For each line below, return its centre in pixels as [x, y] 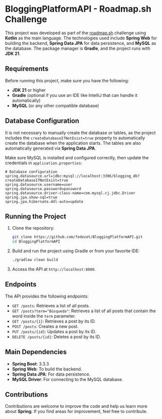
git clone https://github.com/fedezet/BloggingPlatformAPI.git [77, 237]
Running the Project [36, 216]
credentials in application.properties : [44, 163]
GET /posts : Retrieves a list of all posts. [51, 305]
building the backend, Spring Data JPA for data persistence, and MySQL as [81, 43]
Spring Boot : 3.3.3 [31, 363]
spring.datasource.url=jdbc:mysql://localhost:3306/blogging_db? [72, 176]
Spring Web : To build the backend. [47, 369]
